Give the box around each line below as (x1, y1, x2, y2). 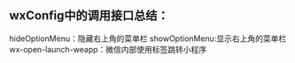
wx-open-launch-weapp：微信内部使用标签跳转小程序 (9, 44, 207, 54)
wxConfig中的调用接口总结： (9, 8, 170, 24)
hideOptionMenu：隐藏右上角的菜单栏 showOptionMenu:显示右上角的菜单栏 (9, 33, 287, 44)
